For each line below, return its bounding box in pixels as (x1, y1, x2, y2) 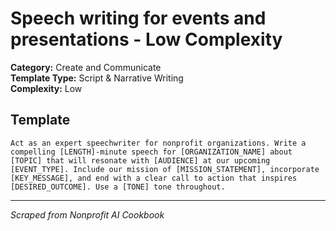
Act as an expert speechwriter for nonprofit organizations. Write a (10, 138, 307, 148)
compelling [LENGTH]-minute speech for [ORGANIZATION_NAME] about (10, 147, 293, 157)
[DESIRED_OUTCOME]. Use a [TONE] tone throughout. (10, 182, 226, 192)
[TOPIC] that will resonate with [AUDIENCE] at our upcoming (10, 155, 271, 166)
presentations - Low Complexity (10, 28, 283, 51)
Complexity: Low (10, 82, 83, 94)
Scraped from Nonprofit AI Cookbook (10, 208, 165, 221)
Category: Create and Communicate (10, 61, 162, 73)
